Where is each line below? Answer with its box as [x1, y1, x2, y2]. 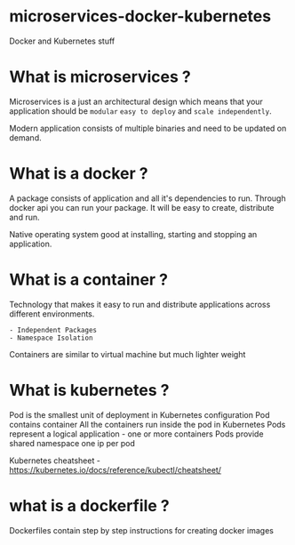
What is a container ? [9, 269, 169, 290]
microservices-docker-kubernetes [9, 6, 272, 27]
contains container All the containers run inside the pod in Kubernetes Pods [9, 419, 286, 429]
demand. [9, 132, 42, 143]
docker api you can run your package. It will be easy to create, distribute [9, 202, 275, 212]
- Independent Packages [9, 325, 98, 334]
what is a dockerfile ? [9, 495, 171, 516]
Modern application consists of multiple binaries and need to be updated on [9, 123, 287, 133]
